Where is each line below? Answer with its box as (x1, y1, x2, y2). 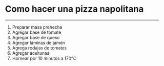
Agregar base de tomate (12, 29, 61, 35)
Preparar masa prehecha (12, 24, 62, 30)
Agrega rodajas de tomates (12, 45, 67, 51)
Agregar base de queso (12, 34, 60, 40)
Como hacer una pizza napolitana (5, 3, 144, 15)
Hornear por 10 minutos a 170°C (12, 55, 77, 61)
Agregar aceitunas (12, 50, 50, 56)
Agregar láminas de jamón (12, 40, 65, 45)
